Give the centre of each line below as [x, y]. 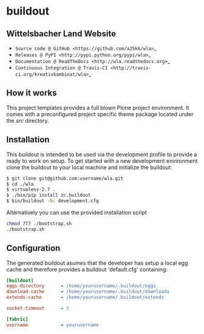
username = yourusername [53, 325]
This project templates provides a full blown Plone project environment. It [98, 107]
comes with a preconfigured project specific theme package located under [100, 114]
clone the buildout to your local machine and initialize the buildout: [89, 167]
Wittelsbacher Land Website [61, 34]
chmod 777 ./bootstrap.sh [39, 223]
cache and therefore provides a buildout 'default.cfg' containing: [87, 269]
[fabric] [17, 319]
